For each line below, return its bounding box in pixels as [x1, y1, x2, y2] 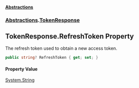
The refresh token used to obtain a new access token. [5, 45, 118, 51]
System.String [5, 77, 35, 83]
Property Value [5, 66, 38, 72]
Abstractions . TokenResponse [5, 17, 80, 24]
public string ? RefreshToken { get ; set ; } [5, 55, 99, 60]
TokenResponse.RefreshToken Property [5, 32, 134, 40]
